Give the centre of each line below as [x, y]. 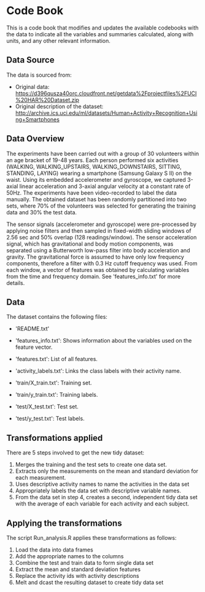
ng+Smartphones [37, 119]
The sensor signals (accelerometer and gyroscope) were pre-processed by [102, 224]
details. [16, 282]
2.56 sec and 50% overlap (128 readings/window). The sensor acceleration [102, 237]
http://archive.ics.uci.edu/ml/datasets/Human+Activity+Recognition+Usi [106, 113]
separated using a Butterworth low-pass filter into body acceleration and [98, 250]
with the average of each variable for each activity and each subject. [102, 504]
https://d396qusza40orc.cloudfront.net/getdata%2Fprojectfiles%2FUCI [106, 93]
